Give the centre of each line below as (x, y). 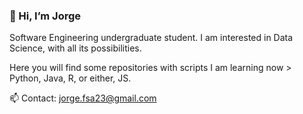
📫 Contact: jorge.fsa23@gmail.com (83, 98)
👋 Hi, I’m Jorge (45, 16)
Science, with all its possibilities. (75, 48)
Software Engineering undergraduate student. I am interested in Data (151, 38)
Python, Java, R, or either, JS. (70, 78)
